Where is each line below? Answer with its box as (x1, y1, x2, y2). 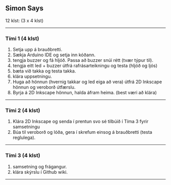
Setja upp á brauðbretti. (12, 47, 63, 53)
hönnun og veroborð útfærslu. (12, 84, 76, 90)
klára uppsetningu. (12, 73, 52, 80)
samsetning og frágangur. (12, 163, 67, 169)
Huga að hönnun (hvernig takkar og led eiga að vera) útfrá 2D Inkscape (12, 79, 162, 85)
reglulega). (12, 134, 36, 141)
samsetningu (12, 124, 40, 130)
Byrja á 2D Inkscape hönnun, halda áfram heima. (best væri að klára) (12, 90, 157, 96)
